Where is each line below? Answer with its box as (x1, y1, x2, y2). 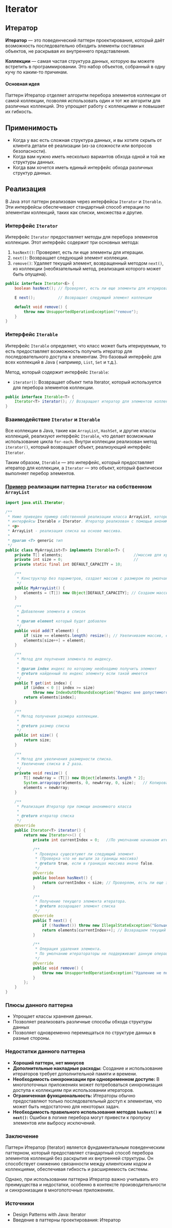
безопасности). (12, 148, 47, 154)
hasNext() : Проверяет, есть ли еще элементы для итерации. (12, 249, 144, 255)
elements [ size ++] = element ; (24, 638, 86, 643)
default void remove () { (14, 304, 68, 309)
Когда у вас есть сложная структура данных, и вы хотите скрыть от (12, 137, 162, 143)
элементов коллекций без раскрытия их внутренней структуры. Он (5, 1155, 154, 1161)
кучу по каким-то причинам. (5, 69, 68, 75)
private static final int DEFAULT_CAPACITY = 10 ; (14, 562, 123, 567)
